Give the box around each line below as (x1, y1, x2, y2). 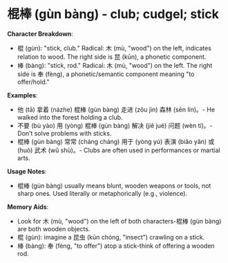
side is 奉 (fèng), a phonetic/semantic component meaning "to (17, 70, 195, 78)
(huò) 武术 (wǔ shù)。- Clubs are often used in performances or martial (17, 146, 220, 154)
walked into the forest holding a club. (17, 113, 123, 121)
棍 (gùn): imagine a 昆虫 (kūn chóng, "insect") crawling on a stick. (17, 233, 205, 241)
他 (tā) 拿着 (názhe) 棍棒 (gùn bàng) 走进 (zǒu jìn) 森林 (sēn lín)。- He (17, 105, 216, 114)
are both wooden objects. (17, 224, 91, 233)
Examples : (7, 91, 38, 99)
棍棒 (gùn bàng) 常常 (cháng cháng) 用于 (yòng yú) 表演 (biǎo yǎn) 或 (17, 137, 215, 145)
